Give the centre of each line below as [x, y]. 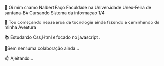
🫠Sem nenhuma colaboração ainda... [42, 48]
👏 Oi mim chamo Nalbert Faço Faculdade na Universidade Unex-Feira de [78, 8]
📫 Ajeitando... [19, 58]
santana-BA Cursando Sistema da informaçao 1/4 [55, 13]
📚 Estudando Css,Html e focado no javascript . [53, 37]
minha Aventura [20, 27]
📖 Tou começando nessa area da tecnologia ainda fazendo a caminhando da [82, 22]
